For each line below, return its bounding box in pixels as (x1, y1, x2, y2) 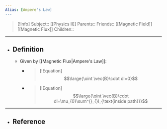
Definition (12, 45, 44, 54)
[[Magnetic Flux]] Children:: (17, 26, 74, 32)
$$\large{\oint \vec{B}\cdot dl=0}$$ (64, 75, 138, 82)
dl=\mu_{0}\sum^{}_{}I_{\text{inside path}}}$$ (54, 98, 148, 104)
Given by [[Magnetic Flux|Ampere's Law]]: (19, 58, 107, 64)
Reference (12, 117, 46, 126)
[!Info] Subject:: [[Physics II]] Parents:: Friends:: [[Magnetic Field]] (17, 21, 153, 27)
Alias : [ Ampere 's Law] (5, 7, 52, 12)
